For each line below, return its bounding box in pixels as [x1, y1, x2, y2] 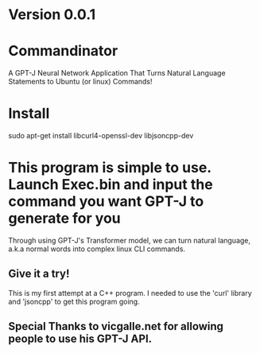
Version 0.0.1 [8, 6, 96, 24]
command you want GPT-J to [8, 192, 204, 211]
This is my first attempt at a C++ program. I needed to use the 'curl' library [8, 288, 252, 297]
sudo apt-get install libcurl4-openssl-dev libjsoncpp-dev [8, 131, 194, 141]
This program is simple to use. [8, 159, 212, 176]
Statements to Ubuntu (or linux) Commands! [8, 77, 153, 87]
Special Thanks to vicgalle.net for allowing [8, 320, 224, 333]
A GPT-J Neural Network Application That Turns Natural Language [8, 68, 226, 78]
